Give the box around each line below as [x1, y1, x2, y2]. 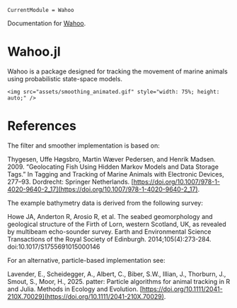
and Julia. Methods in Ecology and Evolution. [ [7, 285, 143, 293]
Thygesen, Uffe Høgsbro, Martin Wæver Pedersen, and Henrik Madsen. [7, 155, 216, 163]
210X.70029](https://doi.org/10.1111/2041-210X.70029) [7, 292, 165, 300]
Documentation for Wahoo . [7, 19, 86, 28]
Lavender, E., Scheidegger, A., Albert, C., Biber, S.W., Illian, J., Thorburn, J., [7, 269, 226, 278]
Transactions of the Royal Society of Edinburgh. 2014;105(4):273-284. [7, 235, 212, 243]
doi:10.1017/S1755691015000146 [7, 242, 100, 251]
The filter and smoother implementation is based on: [7, 141, 161, 150]
